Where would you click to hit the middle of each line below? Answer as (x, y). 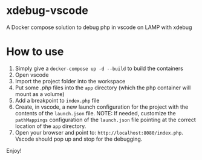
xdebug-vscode (47, 11)
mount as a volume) (40, 94)
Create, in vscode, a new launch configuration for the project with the (102, 107)
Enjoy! (14, 150)
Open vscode (32, 75)
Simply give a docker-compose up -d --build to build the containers (99, 68)
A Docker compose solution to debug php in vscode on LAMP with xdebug (99, 27)
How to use (35, 52)
